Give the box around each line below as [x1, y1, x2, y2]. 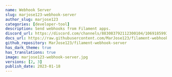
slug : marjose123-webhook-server [5, 12, 77, 17]
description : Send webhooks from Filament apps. [5, 26, 111, 31]
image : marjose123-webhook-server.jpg [5, 54, 88, 60]
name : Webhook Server [5, 7, 52, 13]
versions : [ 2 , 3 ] [5, 59, 42, 64]
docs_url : [5, 36, 27, 41]
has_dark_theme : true [5, 45, 52, 50]
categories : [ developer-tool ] [5, 21, 70, 27]
